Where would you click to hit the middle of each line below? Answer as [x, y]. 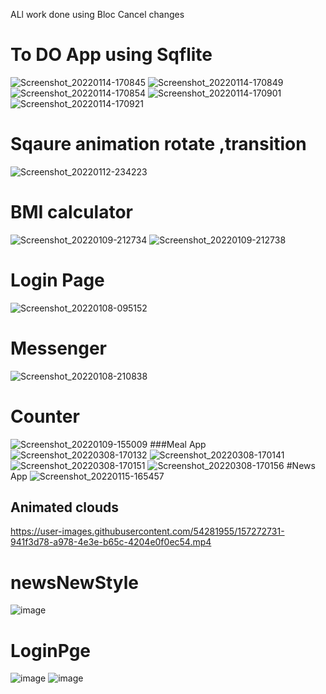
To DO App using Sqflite [111, 55]
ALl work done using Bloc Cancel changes [97, 14]
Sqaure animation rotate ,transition [158, 144]
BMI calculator [71, 212]
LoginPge [50, 650]
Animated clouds [65, 507]
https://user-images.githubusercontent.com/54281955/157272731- [147, 531]
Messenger [59, 348]
